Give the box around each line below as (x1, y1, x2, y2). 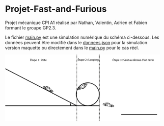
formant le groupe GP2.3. (5, 25, 56, 30)
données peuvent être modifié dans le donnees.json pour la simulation (5, 39, 147, 45)
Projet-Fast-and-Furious (5, 3, 107, 15)
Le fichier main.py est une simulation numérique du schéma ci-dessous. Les (5, 34, 160, 40)
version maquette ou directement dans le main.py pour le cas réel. (5, 45, 139, 50)
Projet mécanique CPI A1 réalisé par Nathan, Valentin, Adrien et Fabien (5, 20, 147, 25)
